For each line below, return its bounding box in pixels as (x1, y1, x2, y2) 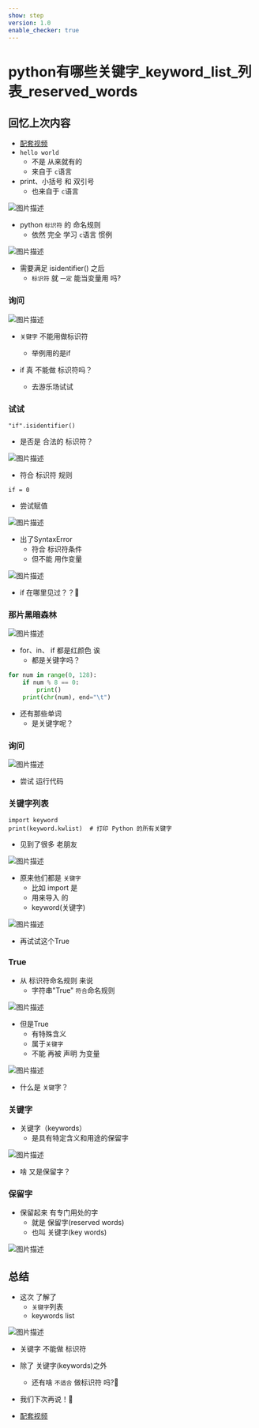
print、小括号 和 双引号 (19, 177, 95, 186)
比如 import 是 (31, 883, 78, 892)
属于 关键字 (31, 1039, 64, 1048)
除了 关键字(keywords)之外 (19, 1361, 107, 1370)
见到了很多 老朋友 (19, 840, 77, 849)
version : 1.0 (8, 19, 51, 27)
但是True (19, 1019, 49, 1028)
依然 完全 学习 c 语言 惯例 (31, 230, 113, 239)
